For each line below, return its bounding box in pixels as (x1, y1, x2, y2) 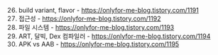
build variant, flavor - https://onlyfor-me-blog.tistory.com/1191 (18, 6, 200, 14)
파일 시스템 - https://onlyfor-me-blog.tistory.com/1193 (18, 23, 175, 31)
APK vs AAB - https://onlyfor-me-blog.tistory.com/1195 (18, 40, 180, 48)
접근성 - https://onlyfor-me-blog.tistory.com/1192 (18, 14, 161, 23)
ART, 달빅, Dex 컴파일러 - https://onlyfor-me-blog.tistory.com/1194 (18, 32, 211, 40)
